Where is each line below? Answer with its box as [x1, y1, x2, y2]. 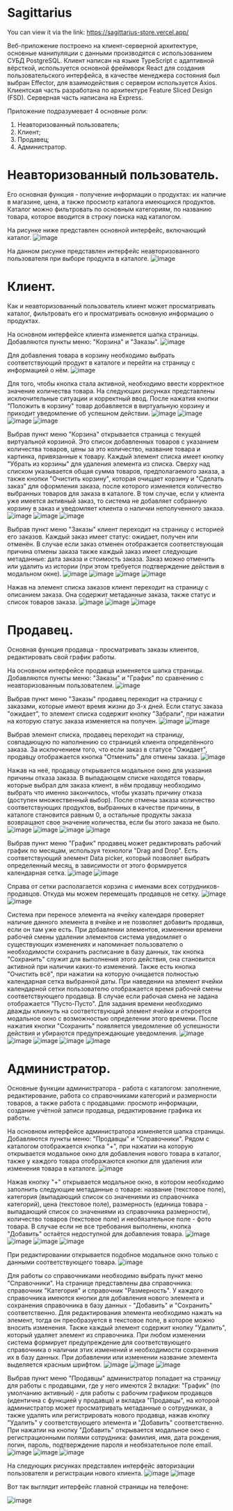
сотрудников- [178, 882, 220, 890]
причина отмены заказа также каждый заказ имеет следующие [7, 547, 198, 555]
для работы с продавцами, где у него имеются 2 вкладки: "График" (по [7, 1381, 220, 1390]
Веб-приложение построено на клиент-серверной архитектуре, [7, 41, 198, 50]
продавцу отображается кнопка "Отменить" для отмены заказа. [7, 752, 200, 761]
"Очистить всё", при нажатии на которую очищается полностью [7, 970, 200, 978]
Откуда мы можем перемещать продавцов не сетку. [42, 889, 200, 898]
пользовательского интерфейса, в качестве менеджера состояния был [7, 71, 220, 80]
